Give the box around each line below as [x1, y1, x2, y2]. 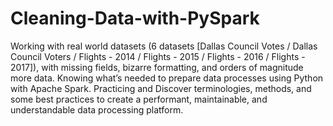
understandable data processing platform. [10, 103, 184, 116]
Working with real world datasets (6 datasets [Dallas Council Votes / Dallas [10, 40, 318, 52]
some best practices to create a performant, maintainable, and [10, 93, 268, 105]
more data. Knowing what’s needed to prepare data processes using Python [10, 72, 324, 84]
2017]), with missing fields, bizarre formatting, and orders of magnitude [10, 61, 304, 73]
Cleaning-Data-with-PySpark [10, 7, 260, 30]
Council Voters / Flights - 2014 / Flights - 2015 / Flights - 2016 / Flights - [10, 50, 306, 62]
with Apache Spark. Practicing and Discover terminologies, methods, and [10, 82, 312, 94]
